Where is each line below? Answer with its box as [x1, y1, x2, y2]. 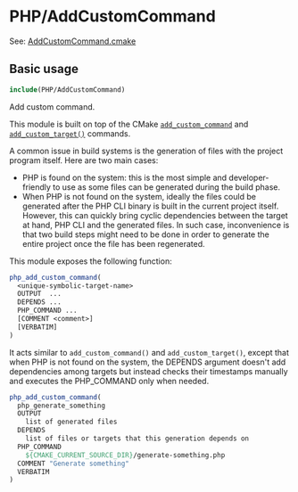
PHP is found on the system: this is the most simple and [21, 172, 228, 183]
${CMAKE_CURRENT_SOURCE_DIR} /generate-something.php [25, 450, 226, 460]
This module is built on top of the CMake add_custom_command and [9, 119, 249, 129]
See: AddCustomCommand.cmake [9, 36, 137, 46]
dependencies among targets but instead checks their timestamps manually [9, 365, 288, 376]
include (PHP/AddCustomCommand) [9, 85, 126, 94]
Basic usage [9, 61, 79, 77]
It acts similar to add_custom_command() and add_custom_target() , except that [9, 347, 290, 357]
